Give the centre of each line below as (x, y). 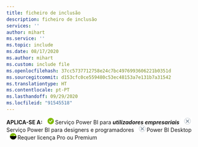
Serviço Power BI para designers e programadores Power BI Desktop (99, 130)
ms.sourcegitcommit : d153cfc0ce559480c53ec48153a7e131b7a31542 (89, 77)
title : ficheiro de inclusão (44, 13)
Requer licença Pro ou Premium (57, 137)
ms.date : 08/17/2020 (33, 52)
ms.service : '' (26, 39)
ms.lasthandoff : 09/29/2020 (42, 97)
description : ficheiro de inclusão (52, 19)
